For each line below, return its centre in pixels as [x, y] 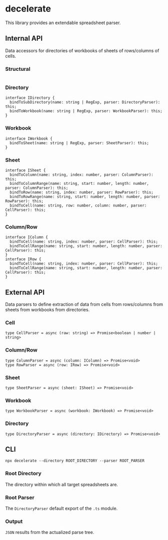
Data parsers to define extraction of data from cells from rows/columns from [84, 304]
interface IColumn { [27, 237]
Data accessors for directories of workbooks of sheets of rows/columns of [82, 50]
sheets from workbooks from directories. [47, 310]
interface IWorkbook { [29, 139]
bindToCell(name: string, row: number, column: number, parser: [78, 205]
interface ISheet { [26, 170]
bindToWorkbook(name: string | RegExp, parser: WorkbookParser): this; [86, 111]
